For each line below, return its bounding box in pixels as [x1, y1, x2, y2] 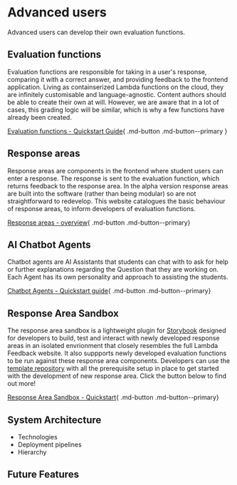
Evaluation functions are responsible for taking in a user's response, [7, 67, 207, 76]
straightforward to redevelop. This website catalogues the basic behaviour [7, 197, 226, 205]
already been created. [7, 113, 73, 121]
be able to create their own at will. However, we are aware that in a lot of [7, 98, 219, 106]
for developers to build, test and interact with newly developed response [7, 334, 220, 342]
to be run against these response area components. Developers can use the [7, 357, 230, 365]
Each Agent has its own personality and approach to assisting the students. [7, 272, 228, 282]
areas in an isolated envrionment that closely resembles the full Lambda [7, 342, 218, 350]
